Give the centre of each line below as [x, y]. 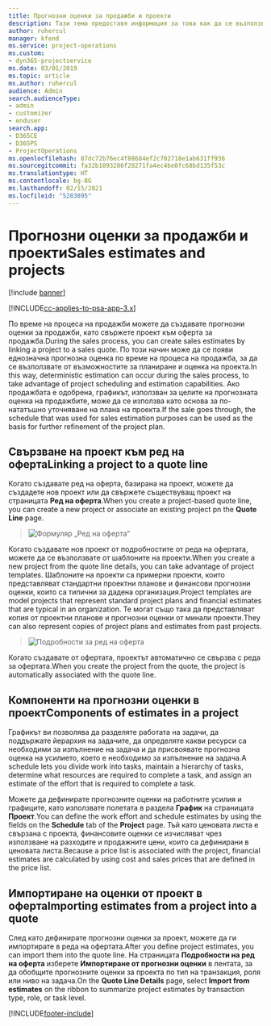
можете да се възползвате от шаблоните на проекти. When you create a [132, 558]
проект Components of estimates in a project [124, 713]
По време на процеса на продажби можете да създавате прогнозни [127, 323]
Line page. [26, 518]
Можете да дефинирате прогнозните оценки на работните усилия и [125, 799]
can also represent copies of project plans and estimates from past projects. [135, 627]
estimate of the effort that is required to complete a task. [102, 784]
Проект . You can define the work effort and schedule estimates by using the [135, 816]
